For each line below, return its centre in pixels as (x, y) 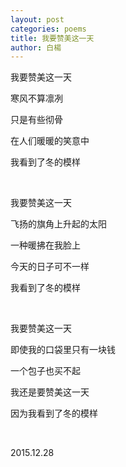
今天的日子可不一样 (50, 267)
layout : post (37, 19)
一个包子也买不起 (45, 371)
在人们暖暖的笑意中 (50, 141)
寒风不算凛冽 (36, 98)
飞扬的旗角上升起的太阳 (58, 224)
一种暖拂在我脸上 (45, 245)
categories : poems (48, 29)
